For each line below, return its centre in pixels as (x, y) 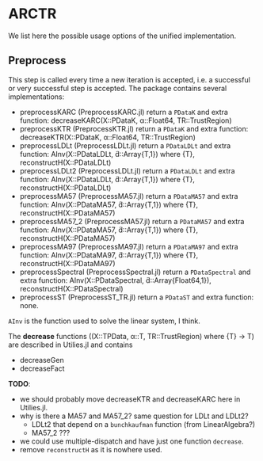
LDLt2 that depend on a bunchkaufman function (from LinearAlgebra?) (143, 424)
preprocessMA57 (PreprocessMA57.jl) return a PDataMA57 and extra (129, 196)
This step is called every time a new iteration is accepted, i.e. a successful (130, 79)
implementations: (36, 97)
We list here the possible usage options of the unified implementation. (122, 36)
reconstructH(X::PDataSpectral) (72, 288)
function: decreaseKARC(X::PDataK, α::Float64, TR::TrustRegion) (126, 120)
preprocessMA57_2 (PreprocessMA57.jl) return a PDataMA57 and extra (132, 221)
